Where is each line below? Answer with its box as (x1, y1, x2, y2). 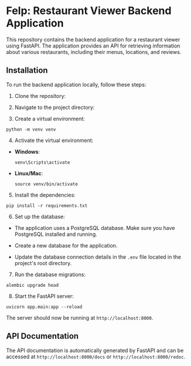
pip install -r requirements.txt (6, 202, 88, 209)
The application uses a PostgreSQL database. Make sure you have (14, 224, 175, 231)
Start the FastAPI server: (14, 292, 74, 300)
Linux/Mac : (14, 170, 43, 177)
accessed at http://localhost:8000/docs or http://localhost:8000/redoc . (6, 353, 186, 360)
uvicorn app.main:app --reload (6, 304, 83, 310)
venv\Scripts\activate (14, 160, 70, 165)
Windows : (14, 148, 40, 155)
